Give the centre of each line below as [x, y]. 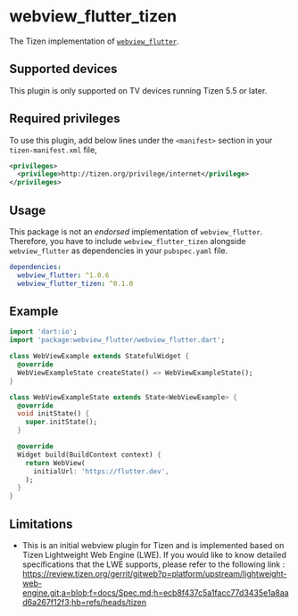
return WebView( [56, 463]
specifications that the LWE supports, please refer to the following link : [153, 564]
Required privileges [65, 119]
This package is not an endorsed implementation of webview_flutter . [136, 232]
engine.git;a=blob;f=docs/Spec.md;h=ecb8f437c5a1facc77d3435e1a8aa [155, 593]
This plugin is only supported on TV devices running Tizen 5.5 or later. [138, 90]
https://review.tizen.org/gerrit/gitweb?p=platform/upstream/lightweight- [154, 574]
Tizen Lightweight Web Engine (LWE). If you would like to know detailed [154, 555]
